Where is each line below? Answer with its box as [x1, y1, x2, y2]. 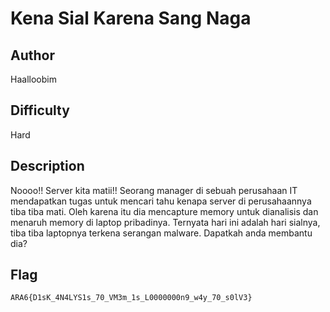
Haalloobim [10, 73, 57, 85]
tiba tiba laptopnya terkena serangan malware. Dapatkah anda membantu [10, 227, 313, 239]
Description [10, 158, 85, 175]
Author [10, 47, 55, 64]
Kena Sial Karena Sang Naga [10, 7, 252, 30]
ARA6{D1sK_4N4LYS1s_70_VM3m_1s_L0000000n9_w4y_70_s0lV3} [10, 293, 253, 303]
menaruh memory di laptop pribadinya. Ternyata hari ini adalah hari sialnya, [10, 216, 321, 228]
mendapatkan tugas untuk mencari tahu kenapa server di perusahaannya [10, 195, 312, 207]
